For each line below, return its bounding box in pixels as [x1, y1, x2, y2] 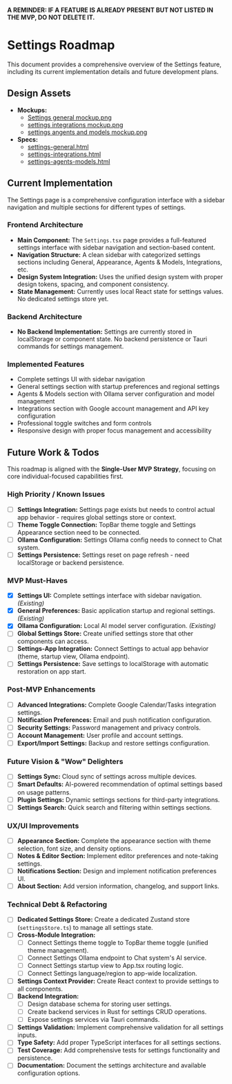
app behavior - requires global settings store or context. [17, 513, 177, 521]
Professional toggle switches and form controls [17, 419, 152, 428]
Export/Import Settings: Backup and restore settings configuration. [17, 739, 211, 748]
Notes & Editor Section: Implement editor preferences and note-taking [17, 852, 219, 859]
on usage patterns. [17, 788, 71, 797]
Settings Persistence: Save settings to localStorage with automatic [17, 660, 209, 668]
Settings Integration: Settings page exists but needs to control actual [17, 505, 215, 513]
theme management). [27, 946, 89, 954]
